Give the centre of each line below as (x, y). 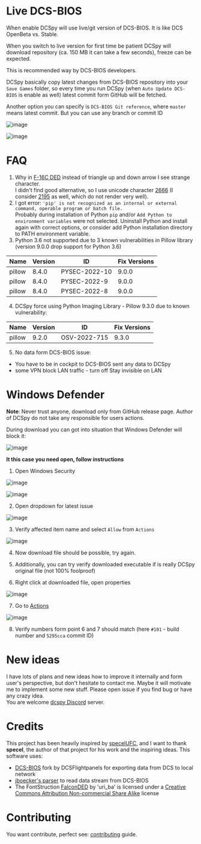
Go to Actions (32, 605)
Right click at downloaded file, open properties (73, 582)
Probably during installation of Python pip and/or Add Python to (93, 214)
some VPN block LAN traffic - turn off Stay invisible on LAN (88, 370)
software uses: (25, 756)
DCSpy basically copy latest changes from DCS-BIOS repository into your (97, 82)
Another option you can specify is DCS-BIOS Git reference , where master (96, 106)
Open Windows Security (45, 470)
